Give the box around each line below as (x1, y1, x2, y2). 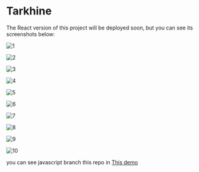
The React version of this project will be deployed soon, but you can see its (6, 24, 193, 31)
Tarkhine (6, 4, 52, 18)
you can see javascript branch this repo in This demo (6, 158, 138, 166)
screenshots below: (6, 30, 55, 37)
